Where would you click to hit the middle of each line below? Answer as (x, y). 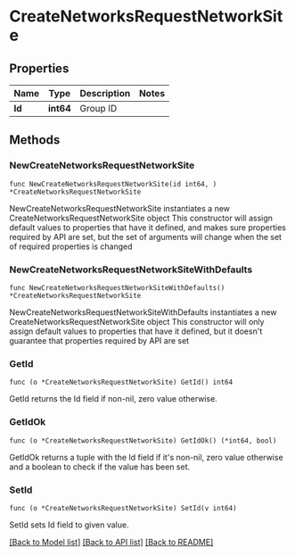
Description (105, 93)
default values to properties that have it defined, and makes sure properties (148, 227)
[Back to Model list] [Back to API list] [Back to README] (111, 542)
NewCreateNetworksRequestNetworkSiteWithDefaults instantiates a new (143, 312)
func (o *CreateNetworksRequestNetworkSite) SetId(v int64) (123, 508)
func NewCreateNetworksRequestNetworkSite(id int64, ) (113, 184)
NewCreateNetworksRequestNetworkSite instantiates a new (119, 208)
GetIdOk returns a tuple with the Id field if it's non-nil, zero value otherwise (146, 457)
